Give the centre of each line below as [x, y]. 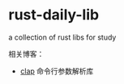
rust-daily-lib [54, 15]
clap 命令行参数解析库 [57, 71]
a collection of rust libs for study [62, 37]
